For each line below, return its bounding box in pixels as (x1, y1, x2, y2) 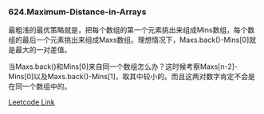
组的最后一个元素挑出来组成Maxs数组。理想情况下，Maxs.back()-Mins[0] (8, 35, 250, 45)
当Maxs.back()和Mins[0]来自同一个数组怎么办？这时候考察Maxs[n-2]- (8, 62, 238, 71)
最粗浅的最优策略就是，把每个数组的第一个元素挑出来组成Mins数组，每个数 (8, 25, 255, 35)
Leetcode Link (8, 97, 56, 107)
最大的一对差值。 (14, 45, 72, 55)
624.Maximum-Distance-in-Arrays (8, 6, 147, 17)
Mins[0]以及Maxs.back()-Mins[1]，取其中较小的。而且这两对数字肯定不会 (8, 72, 249, 82)
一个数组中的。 (22, 82, 72, 91)
